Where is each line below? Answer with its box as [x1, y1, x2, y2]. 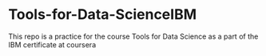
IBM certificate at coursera [8, 39, 97, 49]
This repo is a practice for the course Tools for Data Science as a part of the [8, 32, 259, 41]
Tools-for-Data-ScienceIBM [8, 6, 197, 24]
